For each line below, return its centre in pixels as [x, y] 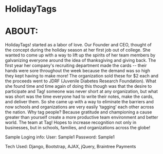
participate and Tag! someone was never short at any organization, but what [81, 92]
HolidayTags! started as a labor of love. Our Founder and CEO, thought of [78, 45]
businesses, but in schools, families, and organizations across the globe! [78, 128]
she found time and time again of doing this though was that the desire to [79, 86]
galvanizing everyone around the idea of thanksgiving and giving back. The [81, 60]
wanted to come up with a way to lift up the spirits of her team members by [80, 55]
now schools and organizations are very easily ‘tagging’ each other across [80, 107]
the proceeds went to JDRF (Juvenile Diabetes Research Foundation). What [81, 81]
